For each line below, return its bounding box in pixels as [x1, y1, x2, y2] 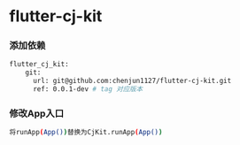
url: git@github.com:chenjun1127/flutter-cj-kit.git [32, 77, 232, 86]
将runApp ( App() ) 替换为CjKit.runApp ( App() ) [9, 128, 163, 137]
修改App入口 [9, 107, 65, 119]
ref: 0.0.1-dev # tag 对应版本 [32, 85, 143, 94]
